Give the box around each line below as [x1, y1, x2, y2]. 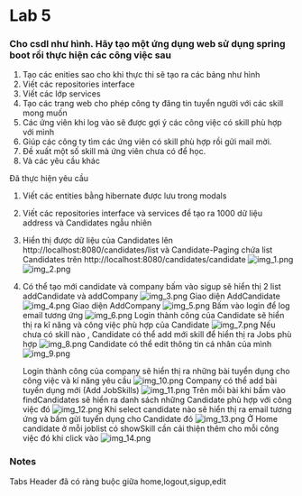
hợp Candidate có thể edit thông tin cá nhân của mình [22, 339, 272, 350]
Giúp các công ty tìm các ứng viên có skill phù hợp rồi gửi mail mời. [22, 136, 272, 147]
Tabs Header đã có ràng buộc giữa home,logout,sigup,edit [9, 475, 227, 487]
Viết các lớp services [22, 88, 101, 99]
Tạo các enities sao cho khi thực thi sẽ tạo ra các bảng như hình [22, 69, 261, 80]
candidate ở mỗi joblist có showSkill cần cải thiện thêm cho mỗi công [22, 423, 279, 434]
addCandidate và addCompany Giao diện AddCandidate [22, 290, 281, 302]
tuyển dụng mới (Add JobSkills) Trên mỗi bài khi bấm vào [22, 385, 286, 396]
